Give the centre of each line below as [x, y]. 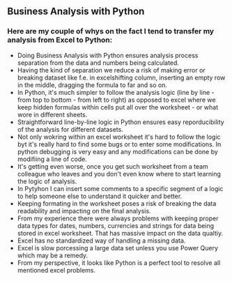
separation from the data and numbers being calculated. [98, 63]
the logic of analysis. [47, 181]
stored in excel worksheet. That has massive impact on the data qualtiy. [120, 233]
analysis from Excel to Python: [60, 40]
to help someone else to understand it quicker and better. [100, 196]
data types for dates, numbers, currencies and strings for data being [116, 225]
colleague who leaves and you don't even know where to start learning [119, 174]
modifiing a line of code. [52, 159]
